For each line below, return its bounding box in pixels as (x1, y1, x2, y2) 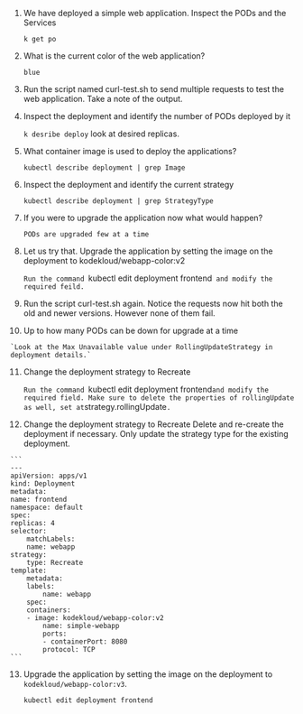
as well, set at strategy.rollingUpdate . (23, 402, 171, 412)
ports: (42, 629, 68, 638)
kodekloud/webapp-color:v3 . (23, 679, 127, 689)
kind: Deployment (10, 479, 76, 488)
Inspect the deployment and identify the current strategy (23, 180, 234, 190)
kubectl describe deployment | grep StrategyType (23, 197, 215, 206)
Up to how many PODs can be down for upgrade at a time (23, 325, 238, 336)
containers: (26, 606, 71, 615)
